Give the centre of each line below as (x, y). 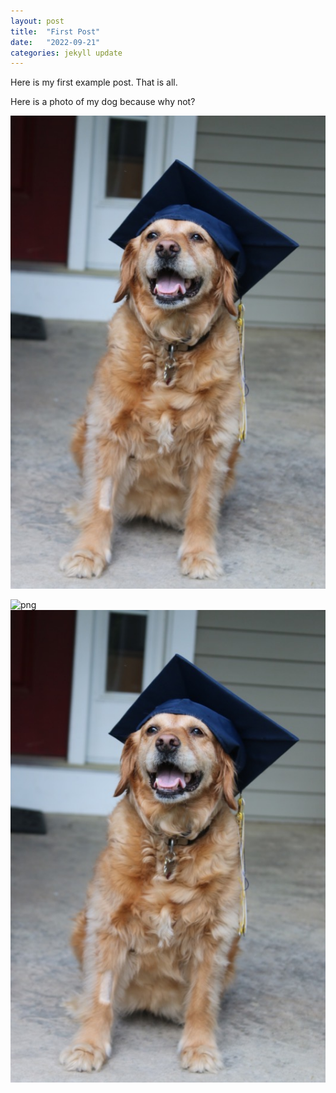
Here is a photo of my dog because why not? (103, 102)
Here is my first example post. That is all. (94, 82)
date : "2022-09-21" (55, 42)
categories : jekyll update (66, 53)
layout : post (37, 21)
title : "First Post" (55, 31)
